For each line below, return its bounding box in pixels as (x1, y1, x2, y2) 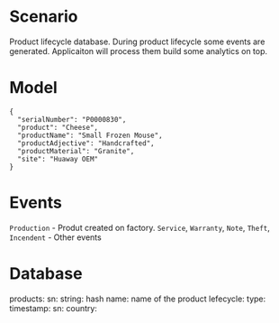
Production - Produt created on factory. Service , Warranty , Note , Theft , (9, 222, 270, 233)
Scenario (9, 6, 78, 27)
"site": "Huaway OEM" (17, 154, 99, 163)
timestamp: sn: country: (9, 302, 97, 313)
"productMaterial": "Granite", (17, 146, 135, 155)
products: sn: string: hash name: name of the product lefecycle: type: (9, 293, 266, 304)
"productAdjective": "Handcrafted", (17, 138, 155, 148)
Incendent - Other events (9, 232, 102, 243)
